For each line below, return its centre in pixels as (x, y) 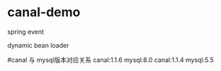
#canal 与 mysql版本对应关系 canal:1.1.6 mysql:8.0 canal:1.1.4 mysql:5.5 (110, 60)
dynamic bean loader (38, 45)
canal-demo (44, 12)
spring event (26, 32)
